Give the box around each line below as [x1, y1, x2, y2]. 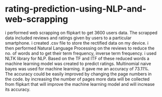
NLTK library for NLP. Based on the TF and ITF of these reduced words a [5, 55, 150, 61]
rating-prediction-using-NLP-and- [5, 3, 147, 15]
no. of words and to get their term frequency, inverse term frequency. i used [5, 50, 157, 56]
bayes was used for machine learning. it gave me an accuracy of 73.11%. [5, 65, 150, 71]
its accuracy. [5, 86, 30, 92]
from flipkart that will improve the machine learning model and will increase [5, 81, 155, 87]
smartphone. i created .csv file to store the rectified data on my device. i [5, 40, 149, 46]
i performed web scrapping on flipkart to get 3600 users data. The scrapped [5, 30, 158, 35]
